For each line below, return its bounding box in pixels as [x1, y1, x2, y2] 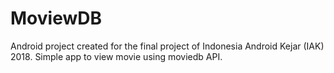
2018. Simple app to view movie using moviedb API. [10, 50, 223, 62]
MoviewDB [10, 7, 102, 30]
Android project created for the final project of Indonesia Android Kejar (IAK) [10, 40, 325, 52]
